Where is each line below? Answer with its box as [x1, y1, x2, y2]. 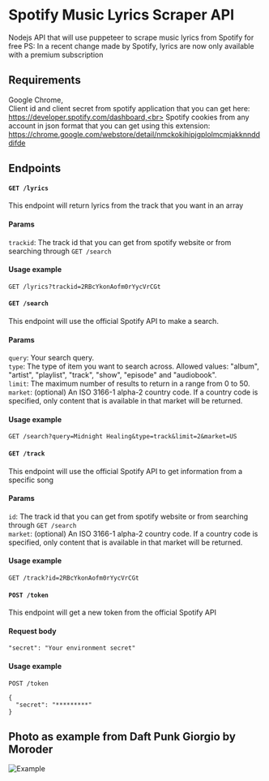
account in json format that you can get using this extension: [8, 120, 211, 131]
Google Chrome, [8, 95, 63, 105]
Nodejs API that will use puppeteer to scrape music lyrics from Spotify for [8, 32, 254, 42]
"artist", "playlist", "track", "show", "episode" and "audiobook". [8, 370, 217, 380]
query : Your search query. [8, 353, 95, 363]
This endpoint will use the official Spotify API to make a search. [8, 316, 219, 326]
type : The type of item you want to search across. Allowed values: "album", [8, 361, 259, 371]
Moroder [8, 742, 53, 756]
